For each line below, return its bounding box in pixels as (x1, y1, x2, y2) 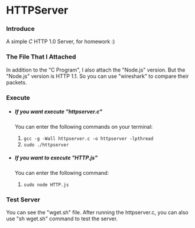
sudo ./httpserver (23, 142, 69, 148)
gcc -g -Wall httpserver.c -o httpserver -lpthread (23, 135, 154, 142)
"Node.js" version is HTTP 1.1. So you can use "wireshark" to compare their (6, 72, 189, 80)
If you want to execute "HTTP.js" (14, 154, 98, 161)
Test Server (6, 196, 40, 204)
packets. (6, 79, 27, 86)
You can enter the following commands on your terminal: (14, 123, 153, 130)
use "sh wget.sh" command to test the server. (6, 215, 118, 222)
